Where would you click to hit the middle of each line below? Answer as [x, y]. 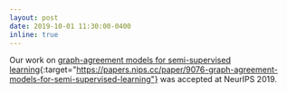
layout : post [34, 18]
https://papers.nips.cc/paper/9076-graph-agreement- [177, 70]
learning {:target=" [43, 70]
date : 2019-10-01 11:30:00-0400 [70, 26]
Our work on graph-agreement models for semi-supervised [120, 60]
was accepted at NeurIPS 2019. [219, 79]
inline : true [34, 34]
